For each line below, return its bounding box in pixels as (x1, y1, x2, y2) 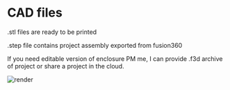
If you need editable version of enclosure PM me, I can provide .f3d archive (7, 54, 224, 63)
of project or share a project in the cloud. (7, 62, 124, 70)
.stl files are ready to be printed (7, 28, 97, 36)
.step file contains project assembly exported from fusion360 (7, 41, 183, 49)
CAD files (7, 5, 63, 21)
